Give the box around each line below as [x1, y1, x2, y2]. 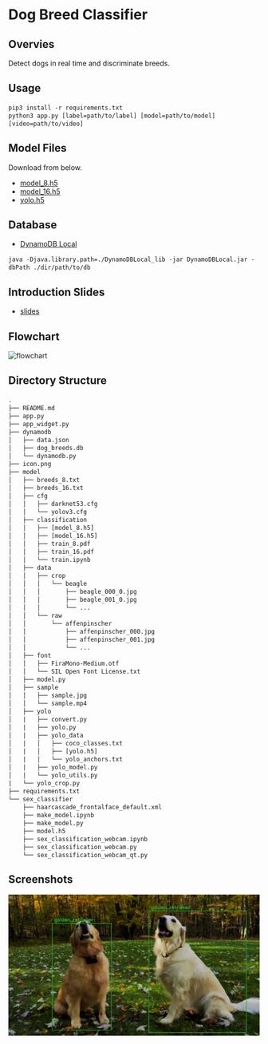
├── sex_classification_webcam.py [22, 843, 137, 851]
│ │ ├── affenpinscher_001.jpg [8, 635, 156, 643]
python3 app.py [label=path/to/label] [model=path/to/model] [8, 112, 216, 120]
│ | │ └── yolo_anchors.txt [8, 755, 124, 763]
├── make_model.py [22, 819, 84, 827]
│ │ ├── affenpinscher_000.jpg [8, 627, 156, 635]
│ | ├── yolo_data [8, 731, 84, 739]
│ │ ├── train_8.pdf [8, 540, 91, 548]
